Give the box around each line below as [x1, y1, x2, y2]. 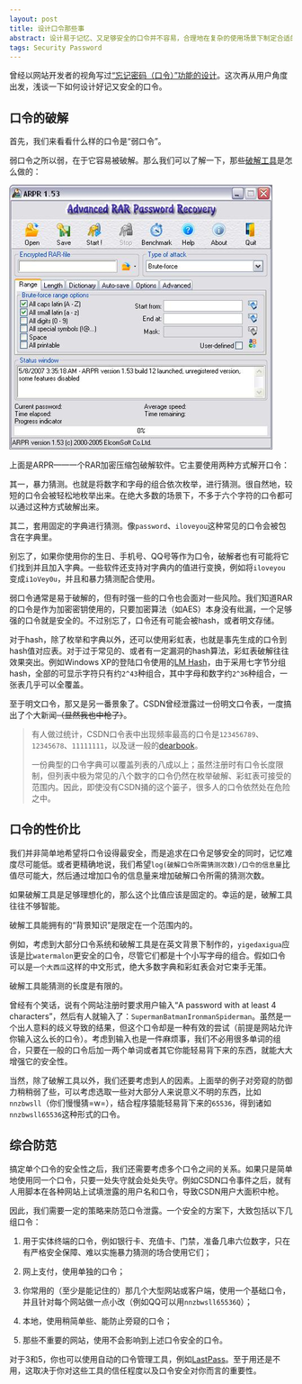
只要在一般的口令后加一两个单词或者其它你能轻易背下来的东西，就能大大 [24, 1044, 293, 1055]
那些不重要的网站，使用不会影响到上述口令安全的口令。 [22, 1334, 227, 1345]
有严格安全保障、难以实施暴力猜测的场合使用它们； [22, 1246, 212, 1257]
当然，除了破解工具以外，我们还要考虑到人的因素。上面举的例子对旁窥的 [9, 1075, 277, 1086]
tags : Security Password [9, 43, 102, 52]
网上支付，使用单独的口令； [22, 1266, 126, 1277]
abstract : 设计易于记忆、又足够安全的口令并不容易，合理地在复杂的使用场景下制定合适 [9, 33, 290, 42]
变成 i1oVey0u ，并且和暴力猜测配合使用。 [9, 573, 160, 585]
